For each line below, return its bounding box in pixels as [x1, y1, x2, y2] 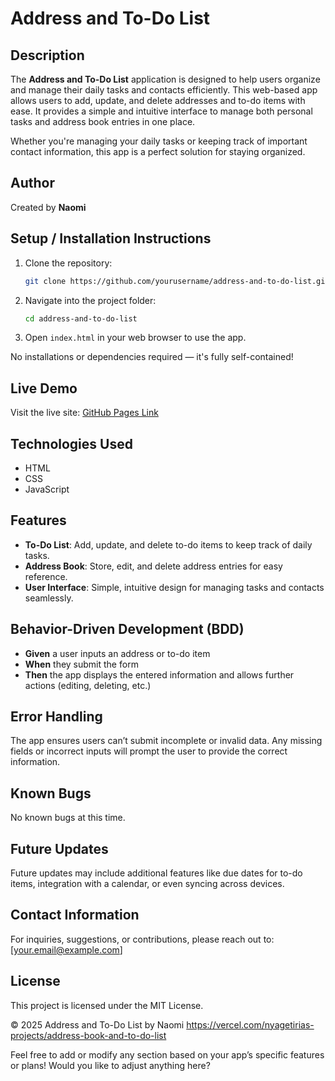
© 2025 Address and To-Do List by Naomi [10, 1018, 185, 1031]
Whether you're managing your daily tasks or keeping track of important [10, 135, 308, 147]
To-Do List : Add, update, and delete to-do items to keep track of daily [24, 538, 313, 551]
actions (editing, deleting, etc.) [24, 679, 152, 691]
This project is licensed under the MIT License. [10, 999, 204, 1011]
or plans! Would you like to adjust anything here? [10, 1059, 211, 1071]
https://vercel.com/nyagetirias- [186, 1018, 315, 1031]
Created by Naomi [10, 201, 87, 213]
